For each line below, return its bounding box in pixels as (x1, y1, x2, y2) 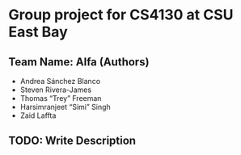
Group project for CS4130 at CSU (8, 6, 234, 24)
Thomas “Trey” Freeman (19, 94, 102, 103)
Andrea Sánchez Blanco (19, 77, 101, 86)
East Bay (8, 23, 68, 41)
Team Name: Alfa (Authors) (8, 55, 150, 69)
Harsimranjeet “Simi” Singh (19, 103, 111, 111)
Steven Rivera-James (19, 85, 91, 94)
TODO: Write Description (8, 134, 136, 148)
